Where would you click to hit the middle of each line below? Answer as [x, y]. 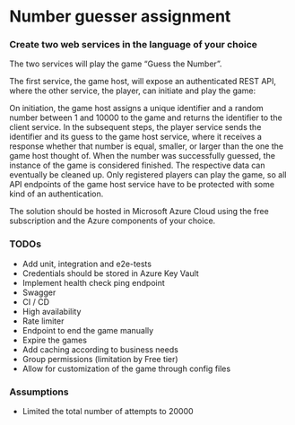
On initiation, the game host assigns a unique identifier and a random [137, 108]
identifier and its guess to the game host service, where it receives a [136, 137]
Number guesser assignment [120, 17]
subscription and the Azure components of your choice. [113, 221]
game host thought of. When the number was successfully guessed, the [143, 156]
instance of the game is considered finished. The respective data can [137, 165]
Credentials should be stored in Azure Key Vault [110, 273]
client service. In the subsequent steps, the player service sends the [135, 127]
